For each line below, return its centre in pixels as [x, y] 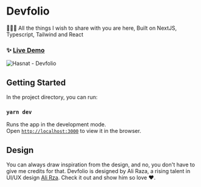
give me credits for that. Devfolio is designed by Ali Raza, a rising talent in [98, 171]
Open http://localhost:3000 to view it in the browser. [74, 131]
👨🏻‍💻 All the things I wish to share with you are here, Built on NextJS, [92, 28]
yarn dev [19, 112]
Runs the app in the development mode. [56, 124]
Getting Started [36, 82]
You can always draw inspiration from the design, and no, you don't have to [101, 165]
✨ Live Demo [26, 50]
